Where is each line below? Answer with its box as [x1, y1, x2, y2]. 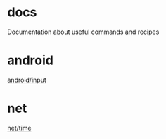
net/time [7, 123, 32, 132]
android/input [7, 75, 47, 84]
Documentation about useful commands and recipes [7, 28, 160, 36]
